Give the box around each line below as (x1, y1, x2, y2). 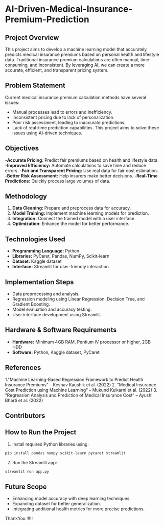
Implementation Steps (5, 278, 74, 286)
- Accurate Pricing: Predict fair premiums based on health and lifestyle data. (5, 157, 159, 163)
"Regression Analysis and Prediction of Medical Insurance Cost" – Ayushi (5, 392, 153, 398)
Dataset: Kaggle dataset (12, 258, 62, 264)
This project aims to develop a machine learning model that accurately (5, 47, 147, 52)
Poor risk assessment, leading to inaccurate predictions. (12, 119, 126, 125)
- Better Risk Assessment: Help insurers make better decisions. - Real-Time (5, 173, 158, 178)
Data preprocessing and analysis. (12, 291, 80, 297)
